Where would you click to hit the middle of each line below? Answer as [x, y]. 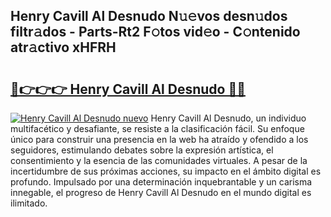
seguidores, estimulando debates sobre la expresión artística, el [142, 150]
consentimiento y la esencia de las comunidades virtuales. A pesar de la [159, 160]
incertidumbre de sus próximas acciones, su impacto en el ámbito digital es [166, 171]
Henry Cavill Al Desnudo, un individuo [228, 118]
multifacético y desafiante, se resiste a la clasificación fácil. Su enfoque [157, 128]
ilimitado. [29, 203]
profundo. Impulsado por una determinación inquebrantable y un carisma [161, 182]
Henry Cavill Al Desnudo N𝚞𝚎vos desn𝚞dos [149, 16]
